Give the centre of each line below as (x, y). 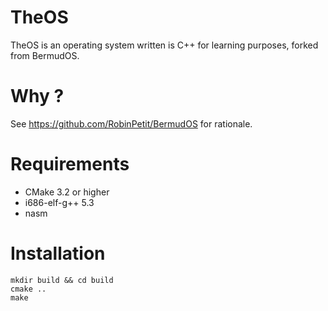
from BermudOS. (45, 55)
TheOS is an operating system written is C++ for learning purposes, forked (164, 45)
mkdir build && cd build (62, 280)
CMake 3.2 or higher (67, 192)
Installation (58, 253)
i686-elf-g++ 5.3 (59, 202)
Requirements (70, 164)
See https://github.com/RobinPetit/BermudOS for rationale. (131, 123)
